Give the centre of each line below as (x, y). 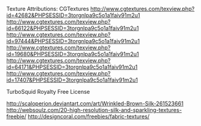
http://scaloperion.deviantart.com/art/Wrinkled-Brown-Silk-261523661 (95, 103)
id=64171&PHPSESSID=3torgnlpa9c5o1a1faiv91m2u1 (72, 67)
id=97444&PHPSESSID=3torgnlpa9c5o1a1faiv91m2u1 (73, 41)
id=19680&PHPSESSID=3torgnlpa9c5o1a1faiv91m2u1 (73, 54)
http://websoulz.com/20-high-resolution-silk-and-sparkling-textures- (94, 110)
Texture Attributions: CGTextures (48, 9)
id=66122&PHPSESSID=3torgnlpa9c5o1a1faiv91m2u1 (73, 28)
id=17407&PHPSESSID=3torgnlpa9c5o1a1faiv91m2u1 (72, 80)
